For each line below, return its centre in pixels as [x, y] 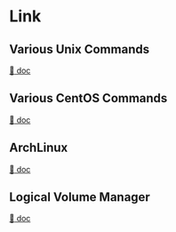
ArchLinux [39, 148]
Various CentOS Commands [88, 98]
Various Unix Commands [79, 49]
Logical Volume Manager [80, 197]
